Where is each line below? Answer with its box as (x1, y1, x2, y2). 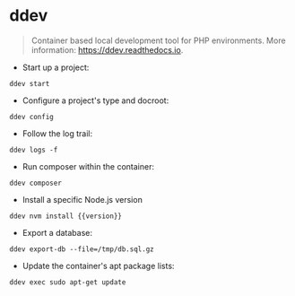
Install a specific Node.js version (22, 194, 143, 205)
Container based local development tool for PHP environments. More (30, 35, 286, 46)
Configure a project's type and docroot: (22, 95, 169, 106)
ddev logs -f (9, 145, 58, 154)
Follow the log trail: (22, 127, 93, 139)
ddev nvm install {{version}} (9, 212, 123, 221)
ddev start (9, 79, 50, 88)
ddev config (9, 112, 54, 121)
